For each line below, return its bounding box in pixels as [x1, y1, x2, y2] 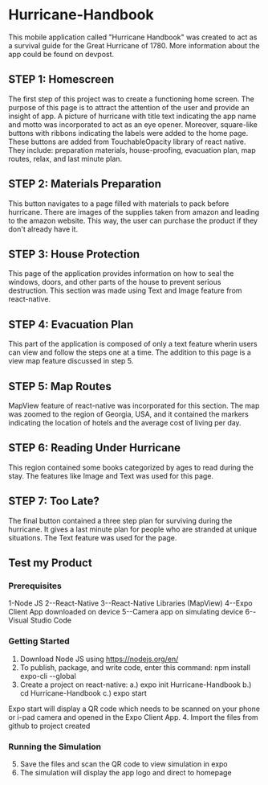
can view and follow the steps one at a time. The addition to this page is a [8, 347, 251, 357]
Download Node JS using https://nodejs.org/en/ [19, 654, 179, 664]
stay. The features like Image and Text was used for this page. [8, 471, 214, 480]
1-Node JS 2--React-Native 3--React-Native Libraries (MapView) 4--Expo [8, 598, 253, 608]
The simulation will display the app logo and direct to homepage [19, 767, 232, 777]
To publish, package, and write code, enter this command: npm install [19, 662, 251, 672]
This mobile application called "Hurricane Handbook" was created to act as [8, 32, 258, 42]
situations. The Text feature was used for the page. [8, 532, 177, 542]
